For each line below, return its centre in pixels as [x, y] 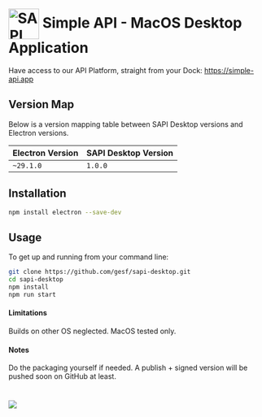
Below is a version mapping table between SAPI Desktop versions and [126, 124]
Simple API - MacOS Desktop [142, 22]
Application [48, 48]
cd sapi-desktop [36, 280]
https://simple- [229, 70]
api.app [21, 79]
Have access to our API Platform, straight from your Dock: [106, 70]
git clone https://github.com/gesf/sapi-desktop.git [100, 272]
